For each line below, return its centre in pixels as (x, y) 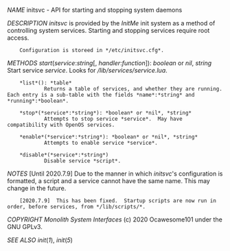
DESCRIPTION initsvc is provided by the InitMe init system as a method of (111, 23)
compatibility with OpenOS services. (61, 125)
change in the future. (37, 188)
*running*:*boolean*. (38, 101)
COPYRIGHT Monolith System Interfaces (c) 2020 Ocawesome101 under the (115, 219)
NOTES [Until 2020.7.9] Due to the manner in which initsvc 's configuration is (115, 174)
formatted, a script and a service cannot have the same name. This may (109, 181)
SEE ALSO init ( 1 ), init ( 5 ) (40, 240)
